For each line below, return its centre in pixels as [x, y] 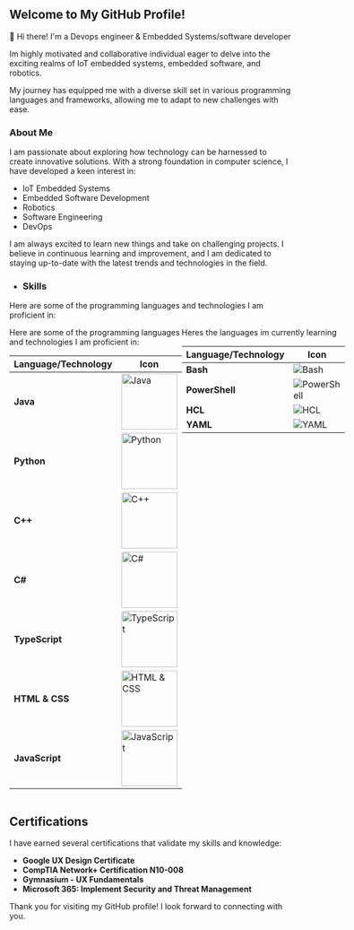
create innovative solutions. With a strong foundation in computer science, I [149, 161]
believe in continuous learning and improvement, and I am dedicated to [140, 254]
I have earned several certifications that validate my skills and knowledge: [146, 843]
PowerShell [211, 390]
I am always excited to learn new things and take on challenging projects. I [147, 244]
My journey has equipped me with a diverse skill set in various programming [150, 90]
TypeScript [38, 639]
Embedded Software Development [86, 198]
